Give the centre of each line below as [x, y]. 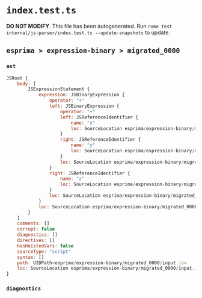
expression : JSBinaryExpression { [81, 95]
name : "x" [83, 123]
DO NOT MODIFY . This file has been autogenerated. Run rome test [89, 26]
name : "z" [72, 179]
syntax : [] [31, 257]
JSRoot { [17, 78]
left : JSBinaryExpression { [84, 106]
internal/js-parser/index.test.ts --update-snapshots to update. [88, 33]
